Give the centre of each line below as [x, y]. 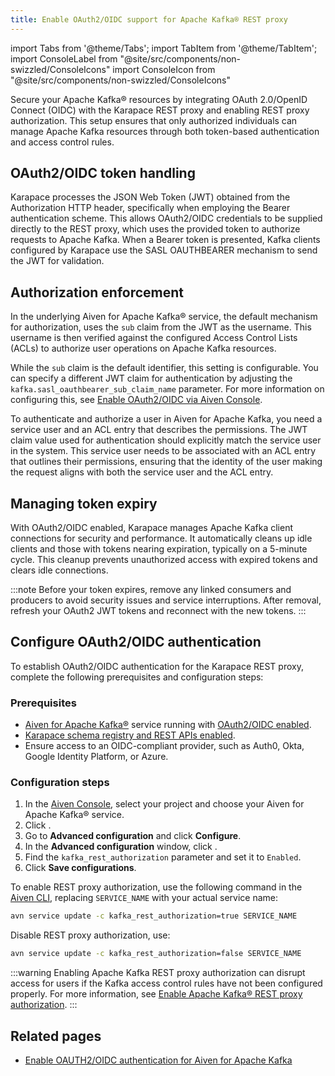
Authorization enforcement [97, 292]
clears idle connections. [59, 570]
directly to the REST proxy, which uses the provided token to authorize [155, 229]
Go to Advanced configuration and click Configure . [133, 836]
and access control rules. [62, 142]
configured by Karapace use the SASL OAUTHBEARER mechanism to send [164, 250]
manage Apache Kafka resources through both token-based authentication [165, 131]
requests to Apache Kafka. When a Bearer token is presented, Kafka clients [165, 240]
